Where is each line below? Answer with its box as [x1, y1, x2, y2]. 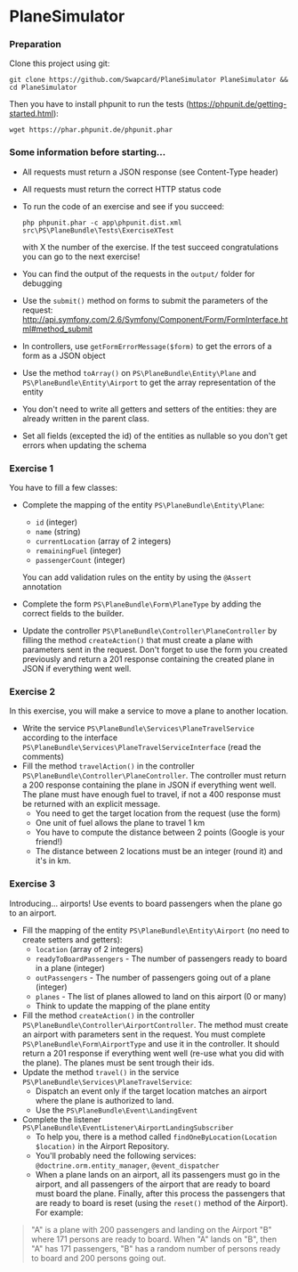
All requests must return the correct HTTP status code [21, 183, 221, 194]
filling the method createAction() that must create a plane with [21, 635, 254, 646]
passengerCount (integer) [35, 555, 126, 566]
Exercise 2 [9, 686, 56, 697]
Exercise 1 [9, 461, 54, 474]
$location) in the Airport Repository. [35, 1140, 170, 1151]
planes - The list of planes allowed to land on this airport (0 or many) [35, 991, 287, 1001]
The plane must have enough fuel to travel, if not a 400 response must [21, 789, 281, 800]
